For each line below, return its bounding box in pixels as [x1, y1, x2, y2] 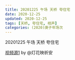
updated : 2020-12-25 [5, 16, 48, 21]
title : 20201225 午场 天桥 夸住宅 [5, 7, 71, 12]
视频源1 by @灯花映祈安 [5, 50, 53, 56]
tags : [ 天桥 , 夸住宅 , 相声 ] [5, 20, 57, 26]
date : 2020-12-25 [5, 12, 41, 17]
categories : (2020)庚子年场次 [5, 25, 63, 30]
